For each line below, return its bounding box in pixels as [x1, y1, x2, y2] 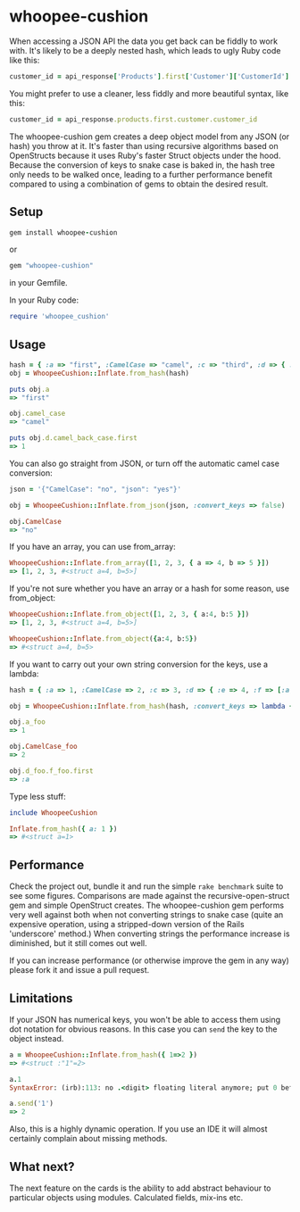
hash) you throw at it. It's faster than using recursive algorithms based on [9, 140, 279, 151]
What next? [9, 1158, 75, 1175]
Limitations [9, 991, 73, 1006]
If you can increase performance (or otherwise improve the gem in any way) [9, 955, 290, 966]
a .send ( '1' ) [9, 1100, 54, 1108]
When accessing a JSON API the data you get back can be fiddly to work [9, 36, 279, 46]
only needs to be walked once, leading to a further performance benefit [9, 169, 273, 179]
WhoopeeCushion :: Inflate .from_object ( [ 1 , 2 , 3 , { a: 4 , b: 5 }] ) [9, 610, 250, 619]
